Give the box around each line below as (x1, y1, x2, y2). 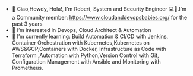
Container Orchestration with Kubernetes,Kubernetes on (11, 39, 150, 46)
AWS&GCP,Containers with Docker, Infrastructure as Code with (11, 46, 166, 52)
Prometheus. (11, 65, 43, 71)
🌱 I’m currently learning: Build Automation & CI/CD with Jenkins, (11, 33, 169, 40)
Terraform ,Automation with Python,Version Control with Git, (11, 52, 159, 59)
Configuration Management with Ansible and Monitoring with (11, 58, 162, 65)
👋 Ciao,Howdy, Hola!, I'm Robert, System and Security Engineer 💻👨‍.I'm (11, 5, 187, 12)
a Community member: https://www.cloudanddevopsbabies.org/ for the (11, 14, 188, 21)
